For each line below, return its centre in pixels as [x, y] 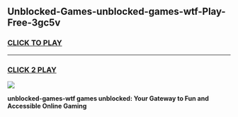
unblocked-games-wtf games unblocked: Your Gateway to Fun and [108, 98]
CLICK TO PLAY [35, 43]
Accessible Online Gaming [47, 106]
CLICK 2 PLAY [32, 69]
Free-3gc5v [34, 23]
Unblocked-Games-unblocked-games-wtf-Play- [117, 12]
